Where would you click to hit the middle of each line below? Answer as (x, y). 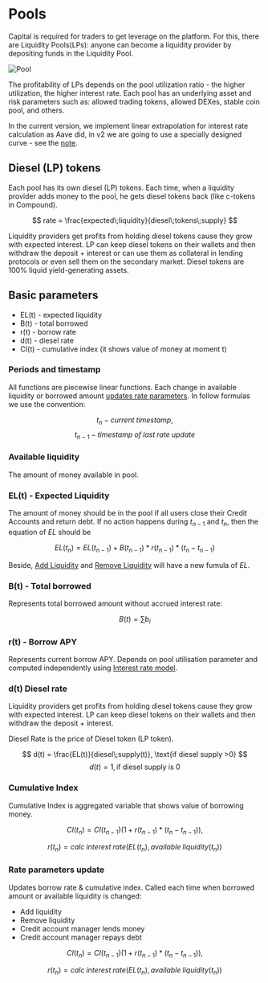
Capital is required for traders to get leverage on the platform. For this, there (134, 36)
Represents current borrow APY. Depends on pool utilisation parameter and (133, 660)
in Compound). (33, 204)
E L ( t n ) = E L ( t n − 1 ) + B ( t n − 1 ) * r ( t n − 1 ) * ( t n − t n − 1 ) (135, 548)
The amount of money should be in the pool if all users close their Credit (128, 513)
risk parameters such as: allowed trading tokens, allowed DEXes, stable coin (134, 101)
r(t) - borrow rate (48, 331)
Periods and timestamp (55, 369)
